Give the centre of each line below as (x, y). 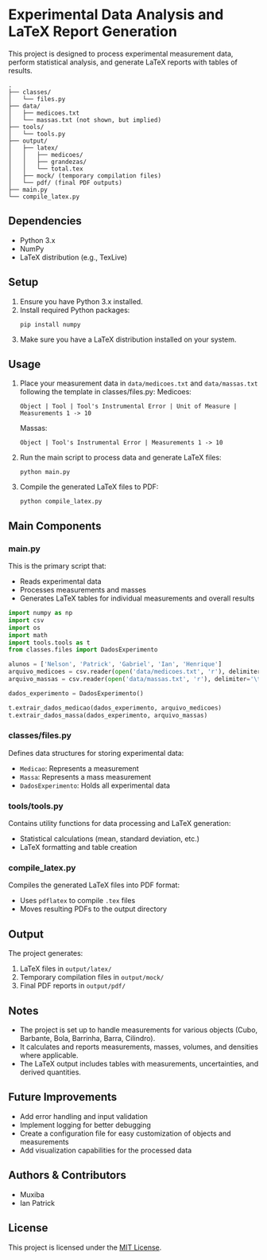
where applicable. (49, 1055)
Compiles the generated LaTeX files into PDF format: (94, 885)
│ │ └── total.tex (46, 169)
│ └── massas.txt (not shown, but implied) (85, 120)
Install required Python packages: (75, 310)
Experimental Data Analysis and (116, 15)
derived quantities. (50, 1072)
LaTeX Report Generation (93, 31)
